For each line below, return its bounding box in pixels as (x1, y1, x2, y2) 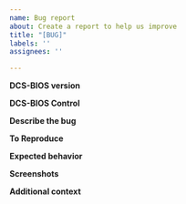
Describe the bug (9, 116, 77, 127)
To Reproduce (9, 133, 64, 144)
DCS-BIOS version (9, 80, 80, 91)
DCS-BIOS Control (9, 97, 80, 109)
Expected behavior (9, 151, 83, 162)
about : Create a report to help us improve (9, 22, 178, 31)
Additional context (9, 186, 82, 197)
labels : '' (9, 38, 51, 48)
